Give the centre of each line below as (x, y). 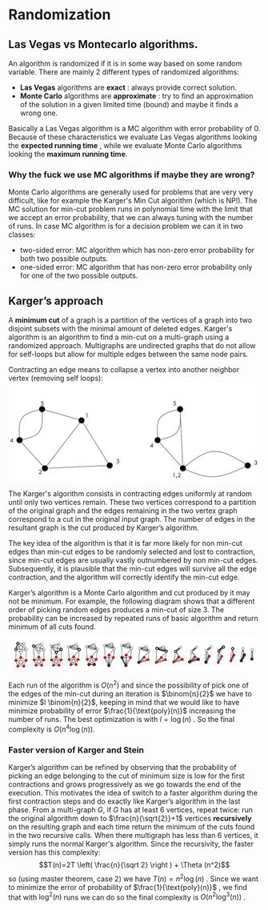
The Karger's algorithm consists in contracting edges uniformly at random (130, 493)
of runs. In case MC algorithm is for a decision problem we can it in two (126, 226)
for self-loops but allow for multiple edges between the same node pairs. (128, 355)
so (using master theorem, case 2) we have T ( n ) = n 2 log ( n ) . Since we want (133, 878)
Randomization (60, 15)
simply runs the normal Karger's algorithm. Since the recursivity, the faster (131, 844)
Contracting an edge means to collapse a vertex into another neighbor (124, 370)
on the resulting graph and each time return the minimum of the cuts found (132, 827)
